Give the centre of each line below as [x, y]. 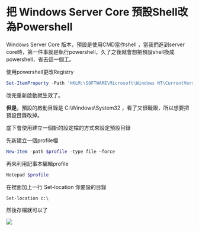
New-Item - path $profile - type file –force [61, 152]
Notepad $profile [28, 175]
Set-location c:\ [28, 198]
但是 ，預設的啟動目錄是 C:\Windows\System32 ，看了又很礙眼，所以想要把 [98, 108]
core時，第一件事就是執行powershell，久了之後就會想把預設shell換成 [90, 52]
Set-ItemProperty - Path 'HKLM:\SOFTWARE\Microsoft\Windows [81, 83]
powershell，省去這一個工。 [40, 59]
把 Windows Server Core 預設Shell [92, 12]
